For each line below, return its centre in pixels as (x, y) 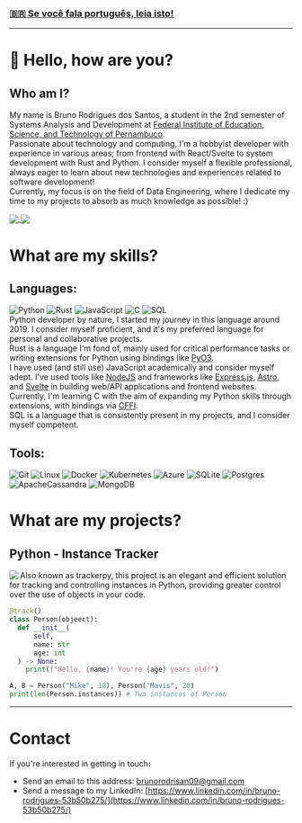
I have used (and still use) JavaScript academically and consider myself (142, 368)
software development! (52, 182)
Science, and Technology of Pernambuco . (87, 134)
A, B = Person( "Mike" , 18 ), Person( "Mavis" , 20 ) (102, 686)
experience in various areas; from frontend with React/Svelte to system (141, 153)
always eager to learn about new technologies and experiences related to (145, 173)
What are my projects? (96, 521)
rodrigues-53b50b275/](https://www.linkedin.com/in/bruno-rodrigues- (153, 800)
